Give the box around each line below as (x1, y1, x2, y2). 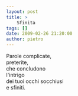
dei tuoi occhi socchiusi (6, 78, 64, 85)
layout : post (6, 8, 38, 15)
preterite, (6, 59, 28, 66)
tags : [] (6, 25, 28, 31)
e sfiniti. (6, 84, 25, 91)
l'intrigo (6, 72, 25, 78)
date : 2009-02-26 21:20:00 (6, 31, 73, 37)
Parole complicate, (6, 53, 52, 59)
